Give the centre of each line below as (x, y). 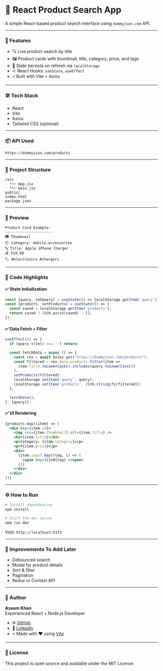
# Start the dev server (29, 518)
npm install (17, 510)
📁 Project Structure (28, 170)
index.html (16, 197)
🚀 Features (18, 40)
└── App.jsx (22, 184)
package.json (18, 201)
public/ (13, 193)
